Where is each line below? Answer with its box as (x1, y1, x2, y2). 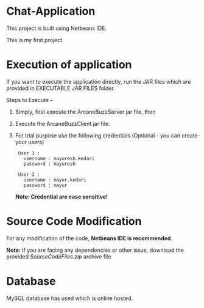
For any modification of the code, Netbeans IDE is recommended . (6, 234, 172, 242)
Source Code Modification (6, 215, 142, 229)
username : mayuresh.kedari (23, 155, 95, 161)
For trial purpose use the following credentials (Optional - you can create (15, 131, 198, 139)
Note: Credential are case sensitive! (15, 193, 108, 200)
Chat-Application (6, 4, 96, 18)
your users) (15, 138, 44, 145)
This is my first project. (6, 36, 64, 43)
